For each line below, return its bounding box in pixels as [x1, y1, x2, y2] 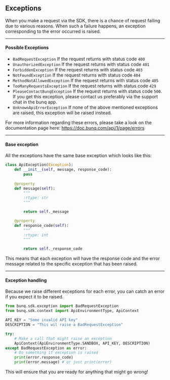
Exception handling [5, 277, 47, 283]
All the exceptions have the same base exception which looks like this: [5, 153, 152, 159]
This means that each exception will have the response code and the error [5, 255, 160, 261]
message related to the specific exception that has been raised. [5, 261, 138, 267]
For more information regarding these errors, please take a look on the [5, 120, 152, 126]
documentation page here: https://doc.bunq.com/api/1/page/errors [5, 125, 145, 131]
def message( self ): [14, 186, 56, 191]
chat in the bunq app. [12, 99, 57, 105]
